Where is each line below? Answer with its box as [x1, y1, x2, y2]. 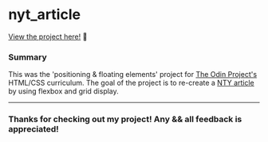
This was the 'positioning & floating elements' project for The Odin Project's [8, 70, 258, 79]
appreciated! [8, 124, 60, 135]
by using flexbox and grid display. [8, 86, 120, 96]
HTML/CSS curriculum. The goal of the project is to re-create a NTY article [8, 78, 255, 88]
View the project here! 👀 [8, 32, 88, 41]
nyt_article [8, 6, 81, 24]
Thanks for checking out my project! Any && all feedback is [8, 113, 242, 125]
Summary [8, 52, 48, 63]
